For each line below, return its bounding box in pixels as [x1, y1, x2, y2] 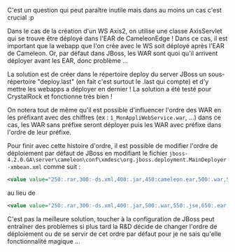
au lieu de [7, 188, 36, 197]
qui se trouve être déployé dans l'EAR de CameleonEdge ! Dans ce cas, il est [7, 34, 228, 43]
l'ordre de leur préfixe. [7, 128, 72, 136]
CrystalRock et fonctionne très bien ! [7, 92, 113, 101]
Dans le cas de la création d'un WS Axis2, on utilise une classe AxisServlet [7, 27, 222, 35]
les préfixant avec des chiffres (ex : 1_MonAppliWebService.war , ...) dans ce [7, 113, 222, 121]
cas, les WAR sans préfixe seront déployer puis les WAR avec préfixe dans [7, 121, 222, 128]
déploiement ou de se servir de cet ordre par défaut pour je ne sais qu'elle [7, 230, 222, 238]
